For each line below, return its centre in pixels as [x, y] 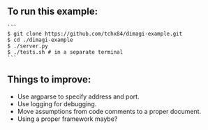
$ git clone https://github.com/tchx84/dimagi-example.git [95, 34]
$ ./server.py [28, 46]
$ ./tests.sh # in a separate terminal [65, 52]
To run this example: [53, 12]
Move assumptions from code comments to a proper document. [109, 111]
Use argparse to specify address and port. [78, 96]
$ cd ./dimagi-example [40, 40]
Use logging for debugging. [57, 103]
